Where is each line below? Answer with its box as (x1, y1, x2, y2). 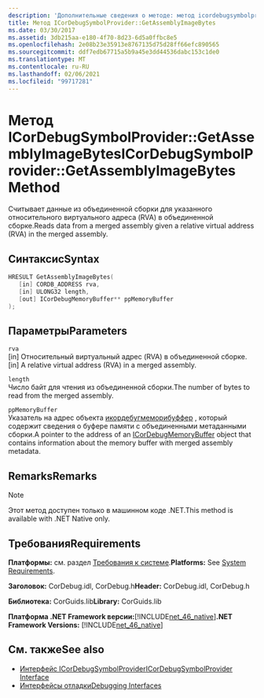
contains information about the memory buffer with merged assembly (8, 438, 233, 447)
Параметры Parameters (8, 325, 128, 338)
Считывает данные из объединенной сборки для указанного (8, 204, 213, 213)
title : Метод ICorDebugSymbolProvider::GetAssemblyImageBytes (8, 19, 216, 27)
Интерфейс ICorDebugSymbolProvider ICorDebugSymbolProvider (19, 663, 233, 674)
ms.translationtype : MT (8, 56, 86, 64)
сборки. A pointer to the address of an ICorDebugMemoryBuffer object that (8, 430, 251, 440)
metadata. (8, 447, 41, 456)
